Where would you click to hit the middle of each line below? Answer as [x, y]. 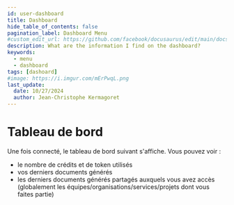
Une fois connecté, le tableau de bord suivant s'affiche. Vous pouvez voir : [114, 151]
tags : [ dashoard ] [32, 72]
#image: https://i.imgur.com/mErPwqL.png [68, 78]
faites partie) [36, 194]
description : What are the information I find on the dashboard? [104, 46]
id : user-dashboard [36, 14]
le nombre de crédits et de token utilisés [75, 165]
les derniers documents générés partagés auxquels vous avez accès [116, 179]
